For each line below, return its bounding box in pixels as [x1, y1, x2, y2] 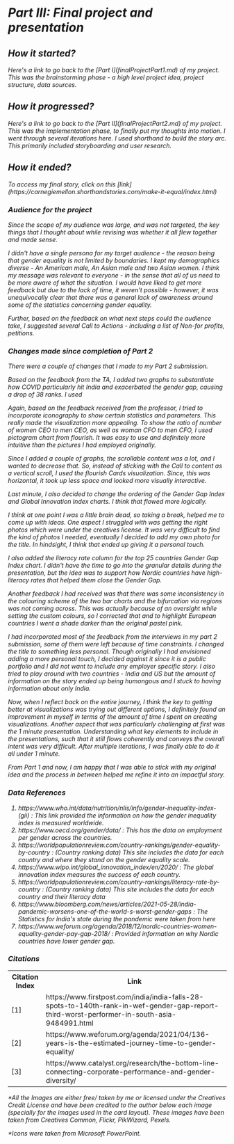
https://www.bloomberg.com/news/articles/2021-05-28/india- [17, 900, 197, 908]
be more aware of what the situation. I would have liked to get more [8, 278, 202, 287]
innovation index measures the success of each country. [17, 870, 181, 878]
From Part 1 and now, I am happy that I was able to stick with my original [8, 763, 217, 772]
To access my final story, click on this [8, 180, 116, 189]
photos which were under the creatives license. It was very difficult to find [8, 525, 221, 534]
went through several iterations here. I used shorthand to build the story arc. [8, 134, 227, 142]
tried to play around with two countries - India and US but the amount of [8, 669, 216, 678]
